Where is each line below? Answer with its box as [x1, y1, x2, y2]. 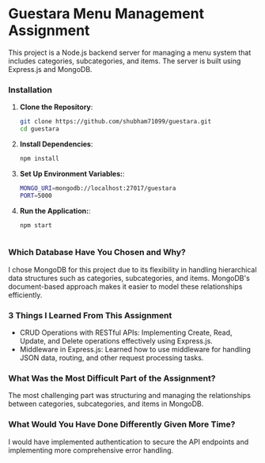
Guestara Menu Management [8, 5, 204, 23]
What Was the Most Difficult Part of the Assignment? [8, 373, 216, 384]
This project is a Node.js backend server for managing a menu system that [8, 47, 252, 57]
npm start [19, 221, 53, 230]
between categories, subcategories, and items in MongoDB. [8, 399, 204, 408]
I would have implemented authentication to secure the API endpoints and [8, 437, 249, 446]
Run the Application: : [19, 206, 91, 215]
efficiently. [8, 290, 43, 299]
